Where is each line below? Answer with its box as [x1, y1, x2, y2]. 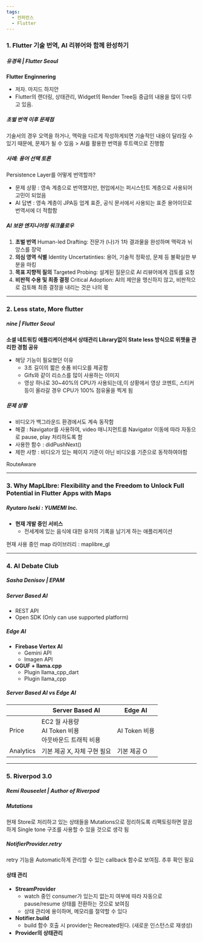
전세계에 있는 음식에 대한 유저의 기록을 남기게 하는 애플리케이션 [24, 527, 173, 535]
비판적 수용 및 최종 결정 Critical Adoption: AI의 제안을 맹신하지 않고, [14, 276, 175, 284]
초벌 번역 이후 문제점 [6, 116, 54, 123]
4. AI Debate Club [6, 561, 59, 570]
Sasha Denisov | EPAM [6, 576, 65, 584]
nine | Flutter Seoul [6, 319, 55, 327]
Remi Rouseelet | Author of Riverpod [6, 787, 100, 794]
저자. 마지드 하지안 [14, 85, 59, 93]
